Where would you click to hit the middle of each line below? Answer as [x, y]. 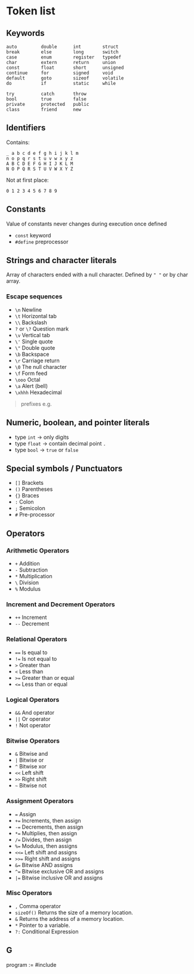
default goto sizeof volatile [65, 78]
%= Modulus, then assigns [46, 846]
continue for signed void [60, 73]
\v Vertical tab [33, 335]
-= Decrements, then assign [49, 827]
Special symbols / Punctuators [64, 468]
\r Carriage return [37, 361]
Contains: [18, 142]
